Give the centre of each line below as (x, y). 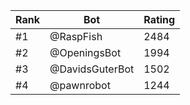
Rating (159, 19)
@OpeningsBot (85, 52)
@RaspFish (76, 36)
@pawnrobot (80, 85)
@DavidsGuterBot (92, 69)
